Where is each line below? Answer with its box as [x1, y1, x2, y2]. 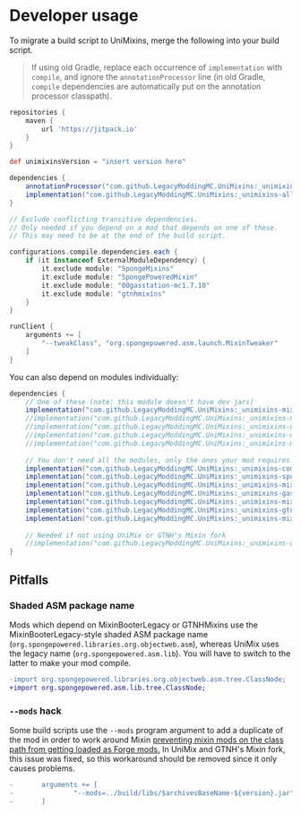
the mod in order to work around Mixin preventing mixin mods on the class [9, 734, 284, 745]
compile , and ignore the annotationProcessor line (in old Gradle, [30, 71, 266, 82]
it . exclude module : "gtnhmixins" [41, 289, 167, 299]
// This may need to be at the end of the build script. [9, 231, 227, 240]
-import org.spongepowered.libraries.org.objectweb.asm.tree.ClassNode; [9, 674, 287, 684]
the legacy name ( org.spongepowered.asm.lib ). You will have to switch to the [9, 647, 291, 659]
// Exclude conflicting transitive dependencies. [9, 214, 199, 224]
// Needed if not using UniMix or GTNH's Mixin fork [25, 531, 227, 540]
